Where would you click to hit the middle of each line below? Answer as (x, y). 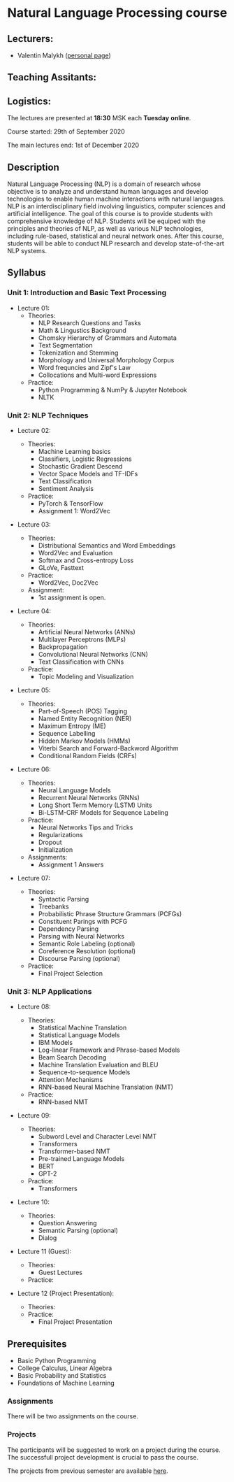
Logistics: (29, 101)
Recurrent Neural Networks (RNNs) (89, 798)
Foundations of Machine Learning (66, 1383)
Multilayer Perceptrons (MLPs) (82, 639)
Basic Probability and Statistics (62, 1376)
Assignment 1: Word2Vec (74, 511)
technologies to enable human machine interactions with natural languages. (116, 199)
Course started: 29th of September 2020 (66, 131)
